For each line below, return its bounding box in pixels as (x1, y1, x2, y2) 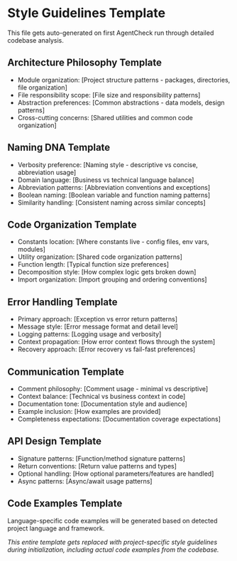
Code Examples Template (7, 498, 123, 510)
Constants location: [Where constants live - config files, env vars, (17, 237, 209, 246)
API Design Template (7, 435, 101, 447)
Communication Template (7, 365, 124, 378)
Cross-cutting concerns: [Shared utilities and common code (17, 113, 193, 122)
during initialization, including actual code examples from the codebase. (7, 545, 219, 554)
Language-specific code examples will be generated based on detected (7, 516, 218, 525)
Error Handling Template (7, 296, 118, 308)
